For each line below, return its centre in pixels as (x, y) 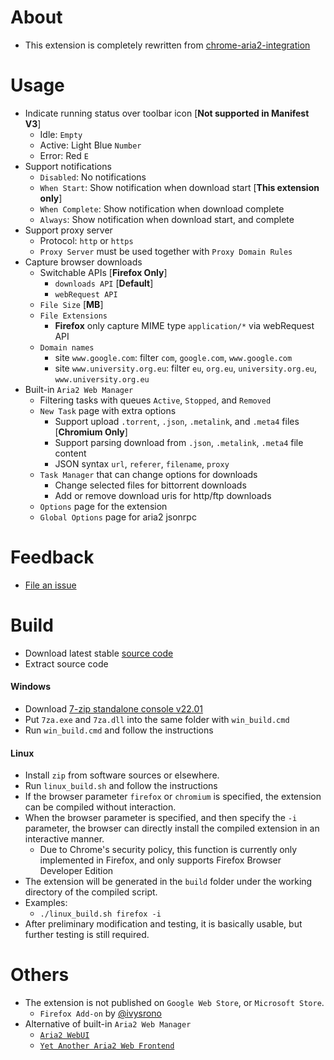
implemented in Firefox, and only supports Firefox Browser (160, 860)
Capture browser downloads (83, 262)
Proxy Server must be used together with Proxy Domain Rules (166, 251)
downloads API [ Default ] (104, 283)
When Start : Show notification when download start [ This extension (179, 187)
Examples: (46, 903)
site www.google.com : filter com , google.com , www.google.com (173, 357)
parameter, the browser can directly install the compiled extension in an (172, 828)
